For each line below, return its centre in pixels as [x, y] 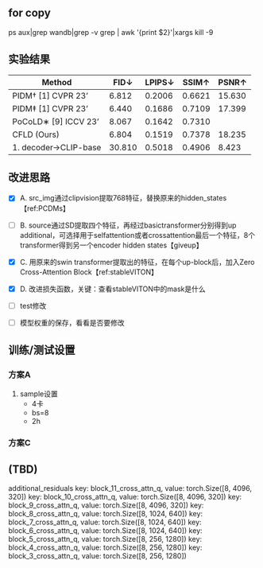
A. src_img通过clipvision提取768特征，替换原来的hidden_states [123, 198]
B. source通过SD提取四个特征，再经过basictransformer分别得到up [128, 225]
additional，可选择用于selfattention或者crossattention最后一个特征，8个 [137, 235]
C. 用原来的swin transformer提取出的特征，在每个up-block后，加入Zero [137, 262]
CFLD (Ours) [36, 134]
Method [57, 82]
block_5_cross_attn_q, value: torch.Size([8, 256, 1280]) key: [105, 539]
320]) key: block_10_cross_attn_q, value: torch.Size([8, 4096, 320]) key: [125, 497]
